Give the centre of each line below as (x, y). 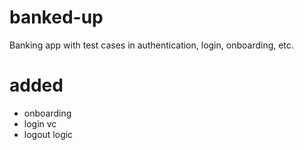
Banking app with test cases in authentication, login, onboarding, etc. (151, 45)
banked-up (56, 17)
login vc (40, 123)
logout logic (48, 134)
